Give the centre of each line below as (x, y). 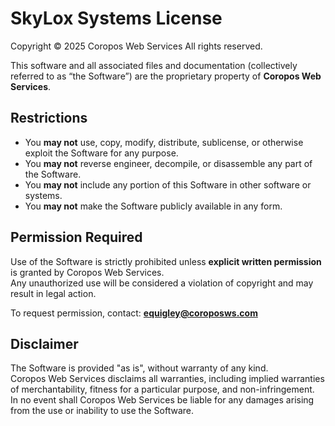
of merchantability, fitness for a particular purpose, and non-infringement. (162, 389)
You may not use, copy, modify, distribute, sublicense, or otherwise (164, 142)
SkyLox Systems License (116, 18)
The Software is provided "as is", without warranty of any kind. (139, 368)
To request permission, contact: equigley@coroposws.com (134, 313)
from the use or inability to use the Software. (102, 411)
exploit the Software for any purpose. (101, 153)
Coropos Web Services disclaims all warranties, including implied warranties (167, 379)
